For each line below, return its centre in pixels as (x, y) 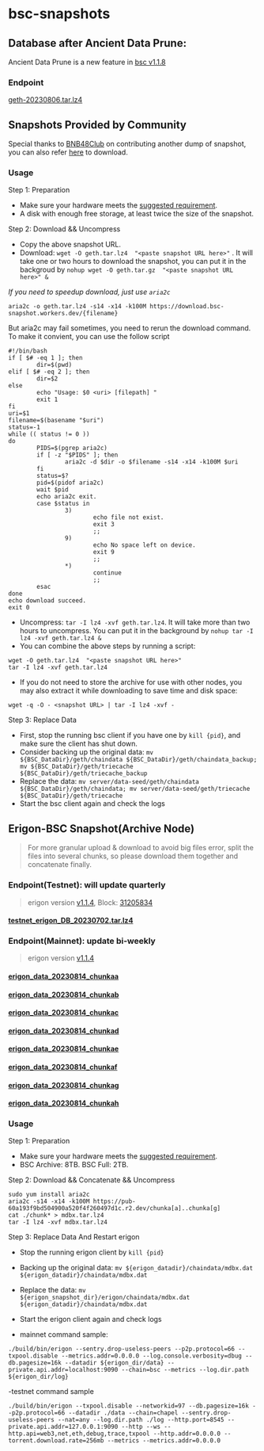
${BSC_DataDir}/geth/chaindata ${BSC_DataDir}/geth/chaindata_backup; (138, 760)
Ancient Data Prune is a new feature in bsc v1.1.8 (87, 62)
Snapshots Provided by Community (98, 125)
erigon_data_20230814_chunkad (64, 1030)
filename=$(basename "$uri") (56, 421)
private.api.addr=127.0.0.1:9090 (63, 1427)
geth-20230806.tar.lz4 (45, 100)
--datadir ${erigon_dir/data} (114, 1363)
